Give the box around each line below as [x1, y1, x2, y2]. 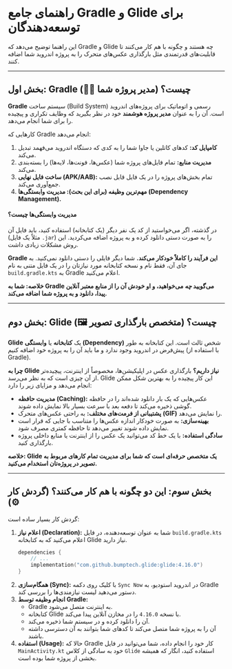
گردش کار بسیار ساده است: [8, 514, 80, 523]
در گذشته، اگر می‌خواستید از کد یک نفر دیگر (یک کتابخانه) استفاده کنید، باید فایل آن [8, 226, 218, 234]
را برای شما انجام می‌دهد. [8, 116, 73, 125]
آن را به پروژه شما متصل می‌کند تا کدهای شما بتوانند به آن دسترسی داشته [28, 625, 216, 633]
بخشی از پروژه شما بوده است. [17, 654, 97, 662]
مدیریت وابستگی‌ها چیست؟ [8, 211, 77, 219]
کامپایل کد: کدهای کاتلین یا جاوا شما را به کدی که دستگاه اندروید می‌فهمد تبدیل [17, 143, 218, 151]
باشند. [28, 632, 44, 640]
